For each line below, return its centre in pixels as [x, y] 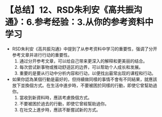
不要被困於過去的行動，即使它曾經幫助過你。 [64, 103]
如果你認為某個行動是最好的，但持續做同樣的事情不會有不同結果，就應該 [84, 79]
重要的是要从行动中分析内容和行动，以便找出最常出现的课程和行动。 [88, 73]
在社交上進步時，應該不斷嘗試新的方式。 [60, 110]
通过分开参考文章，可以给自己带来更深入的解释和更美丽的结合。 [83, 61]
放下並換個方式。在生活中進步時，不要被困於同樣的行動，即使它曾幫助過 [84, 85]
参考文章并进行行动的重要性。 [42, 55]
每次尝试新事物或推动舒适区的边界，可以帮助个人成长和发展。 [81, 67]
